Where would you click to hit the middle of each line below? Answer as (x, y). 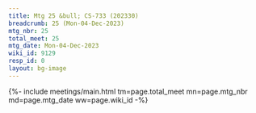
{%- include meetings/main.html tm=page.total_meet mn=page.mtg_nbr (128, 91)
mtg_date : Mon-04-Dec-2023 (54, 46)
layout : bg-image (38, 69)
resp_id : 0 (27, 61)
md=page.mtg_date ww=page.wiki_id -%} (78, 100)
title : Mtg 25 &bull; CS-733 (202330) (73, 16)
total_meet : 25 (34, 38)
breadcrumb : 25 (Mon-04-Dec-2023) (67, 23)
